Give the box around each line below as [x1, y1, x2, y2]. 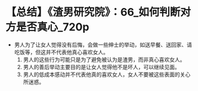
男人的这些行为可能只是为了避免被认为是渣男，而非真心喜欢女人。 [23, 56, 185, 63]
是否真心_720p [16, 20, 89, 34]
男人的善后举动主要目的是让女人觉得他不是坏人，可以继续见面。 [23, 63, 180, 70]
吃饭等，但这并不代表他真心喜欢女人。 [14, 48, 109, 55]
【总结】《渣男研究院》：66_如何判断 [5, 5, 181, 19]
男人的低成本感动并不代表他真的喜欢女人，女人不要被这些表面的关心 [23, 71, 191, 78]
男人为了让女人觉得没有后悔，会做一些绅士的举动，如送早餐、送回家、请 [14, 41, 192, 48]
